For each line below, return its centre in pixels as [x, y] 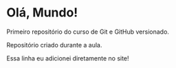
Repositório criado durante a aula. [54, 45]
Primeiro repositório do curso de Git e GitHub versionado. [88, 32]
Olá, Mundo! [42, 13]
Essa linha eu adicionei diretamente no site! [68, 58]
